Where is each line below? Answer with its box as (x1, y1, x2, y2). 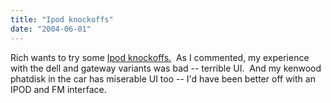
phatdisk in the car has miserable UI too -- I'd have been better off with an (10, 72, 316, 85)
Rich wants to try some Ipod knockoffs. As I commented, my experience (10, 51, 310, 63)
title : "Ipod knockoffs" (10, 14, 114, 25)
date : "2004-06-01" (10, 24, 92, 34)
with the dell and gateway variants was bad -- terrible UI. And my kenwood (10, 62, 322, 74)
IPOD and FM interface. (10, 83, 107, 95)
